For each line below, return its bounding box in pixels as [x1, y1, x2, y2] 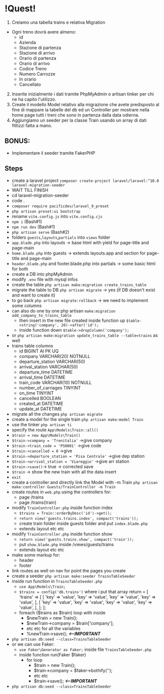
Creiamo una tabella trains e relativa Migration [11, 19, 105, 25]
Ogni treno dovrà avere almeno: [11, 29, 76, 35]
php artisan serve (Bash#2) [11, 229, 69, 235]
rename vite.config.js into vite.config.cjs [11, 213, 103, 219]
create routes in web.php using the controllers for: [11, 489, 112, 495]
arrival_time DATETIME [19, 374, 66, 380]
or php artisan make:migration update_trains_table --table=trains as [11, 332, 158, 338]
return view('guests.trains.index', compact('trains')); [19, 516, 139, 521]
